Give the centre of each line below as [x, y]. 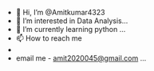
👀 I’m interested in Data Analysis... [72, 21]
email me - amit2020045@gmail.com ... [81, 58]
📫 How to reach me [49, 38]
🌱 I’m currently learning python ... [71, 29]
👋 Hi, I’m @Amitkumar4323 [60, 12]
